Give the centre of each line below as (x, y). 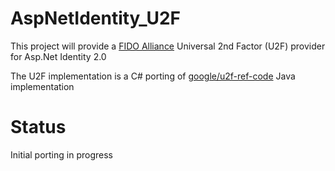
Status (38, 127)
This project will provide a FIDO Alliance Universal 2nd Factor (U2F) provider (168, 46)
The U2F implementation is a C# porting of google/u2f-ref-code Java (153, 76)
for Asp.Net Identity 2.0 (58, 56)
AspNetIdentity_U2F (96, 18)
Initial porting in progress (61, 154)
